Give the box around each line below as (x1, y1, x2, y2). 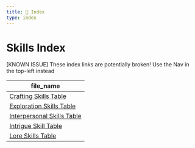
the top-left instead (6, 68, 55, 75)
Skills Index (6, 41, 66, 55)
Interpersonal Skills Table (9, 112, 82, 121)
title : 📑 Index (6, 9, 45, 15)
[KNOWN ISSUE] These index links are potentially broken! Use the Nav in (6, 61, 190, 68)
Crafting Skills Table (9, 92, 67, 100)
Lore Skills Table (9, 132, 57, 140)
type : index (6, 15, 37, 21)
